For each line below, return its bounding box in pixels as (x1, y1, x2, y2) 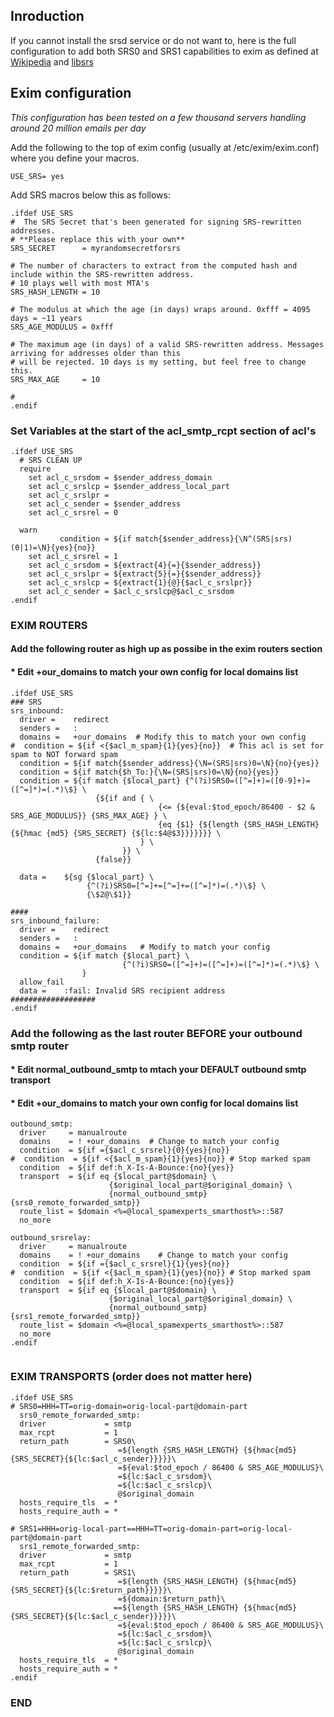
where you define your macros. (10, 152, 140, 164)
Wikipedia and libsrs (10, 55, 94, 68)
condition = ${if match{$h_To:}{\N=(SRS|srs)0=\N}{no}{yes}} (19, 767, 280, 777)
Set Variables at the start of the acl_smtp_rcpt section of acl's (10, 424, 317, 438)
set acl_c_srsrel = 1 (28, 551, 118, 561)
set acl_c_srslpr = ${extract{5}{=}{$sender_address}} (28, 569, 262, 579)
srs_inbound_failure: (10, 915, 101, 926)
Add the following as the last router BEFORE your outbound (10, 1026, 303, 1040)
